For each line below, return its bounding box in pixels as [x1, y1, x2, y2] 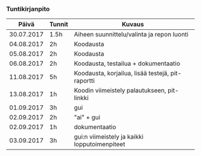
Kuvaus [121, 20, 144, 29]
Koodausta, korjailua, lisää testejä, [74, 69, 169, 78]
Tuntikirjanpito [6, 5, 50, 13]
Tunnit [49, 20, 69, 29]
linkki [74, 94, 89, 102]
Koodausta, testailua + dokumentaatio [74, 59, 181, 68]
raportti [74, 77, 95, 85]
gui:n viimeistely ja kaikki [74, 133, 144, 141]
